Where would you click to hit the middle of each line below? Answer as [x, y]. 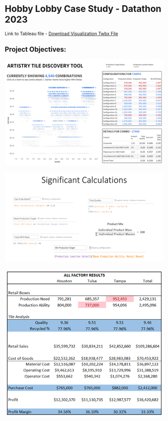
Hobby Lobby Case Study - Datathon [83, 9]
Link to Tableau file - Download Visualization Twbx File [62, 33]
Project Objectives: [36, 49]
